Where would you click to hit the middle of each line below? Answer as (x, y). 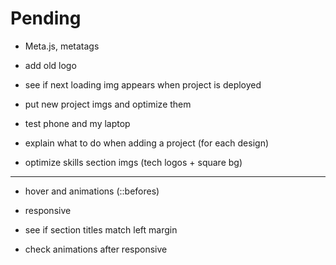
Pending (46, 18)
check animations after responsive (96, 249)
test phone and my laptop (77, 123)
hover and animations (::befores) (92, 191)
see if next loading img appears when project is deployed (143, 84)
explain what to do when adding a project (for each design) (147, 143)
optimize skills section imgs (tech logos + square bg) (133, 162)
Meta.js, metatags (62, 46)
